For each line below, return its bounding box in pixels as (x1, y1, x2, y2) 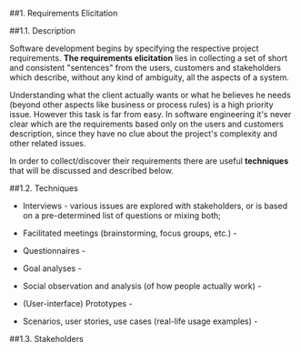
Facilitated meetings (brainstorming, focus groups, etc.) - (22, 227, 237, 238)
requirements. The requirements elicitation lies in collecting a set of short (9, 53, 288, 63)
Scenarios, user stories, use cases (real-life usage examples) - (22, 316, 258, 327)
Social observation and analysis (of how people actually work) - (22, 281, 262, 291)
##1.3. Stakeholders (9, 334, 84, 344)
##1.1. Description (9, 25, 75, 35)
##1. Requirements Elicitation (9, 8, 118, 18)
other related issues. (9, 138, 86, 148)
